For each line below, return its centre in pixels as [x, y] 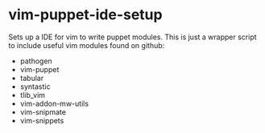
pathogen [36, 61]
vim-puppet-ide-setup [85, 15]
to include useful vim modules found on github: [87, 45]
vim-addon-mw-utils [54, 103]
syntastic [35, 87]
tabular [32, 78]
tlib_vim [33, 95]
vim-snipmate [43, 112]
